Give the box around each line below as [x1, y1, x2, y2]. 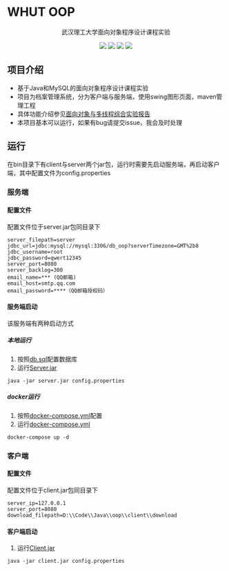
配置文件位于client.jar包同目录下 [7, 485, 99, 494]
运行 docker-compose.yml [17, 420, 91, 428]
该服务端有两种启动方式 [7, 319, 74, 328]
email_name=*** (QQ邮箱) [7, 274, 77, 281]
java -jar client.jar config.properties [7, 558, 126, 565]
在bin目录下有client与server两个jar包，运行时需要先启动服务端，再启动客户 [7, 160, 220, 168]
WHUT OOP [7, 4, 76, 20]
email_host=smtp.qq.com [7, 280, 76, 287]
